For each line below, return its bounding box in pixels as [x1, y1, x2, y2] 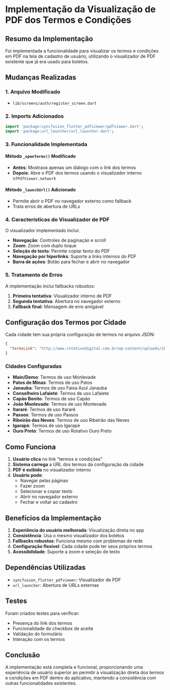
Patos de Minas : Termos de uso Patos [12, 379, 93, 385]
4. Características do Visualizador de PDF [5, 216, 110, 223]
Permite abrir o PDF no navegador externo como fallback [12, 198, 132, 204]
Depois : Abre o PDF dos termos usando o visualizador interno [12, 169, 142, 176]
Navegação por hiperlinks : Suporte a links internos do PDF [12, 253, 137, 260]
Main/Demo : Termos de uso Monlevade [12, 374, 96, 380]
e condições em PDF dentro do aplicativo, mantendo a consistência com [5, 675, 156, 681]
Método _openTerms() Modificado [5, 153, 76, 159]
